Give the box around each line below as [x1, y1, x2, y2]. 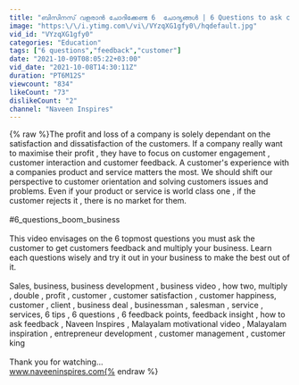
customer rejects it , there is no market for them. [9, 196, 187, 206]
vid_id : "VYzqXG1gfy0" [9, 29, 94, 38]
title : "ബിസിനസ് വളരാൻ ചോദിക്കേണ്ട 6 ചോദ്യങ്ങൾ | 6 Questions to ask [9, 13, 283, 22]
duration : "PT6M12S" [9, 71, 87, 80]
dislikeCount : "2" [9, 96, 78, 105]
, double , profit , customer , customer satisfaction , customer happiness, [9, 290, 277, 301]
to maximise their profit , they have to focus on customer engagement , [9, 148, 270, 159]
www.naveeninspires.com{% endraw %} [9, 366, 159, 377]
